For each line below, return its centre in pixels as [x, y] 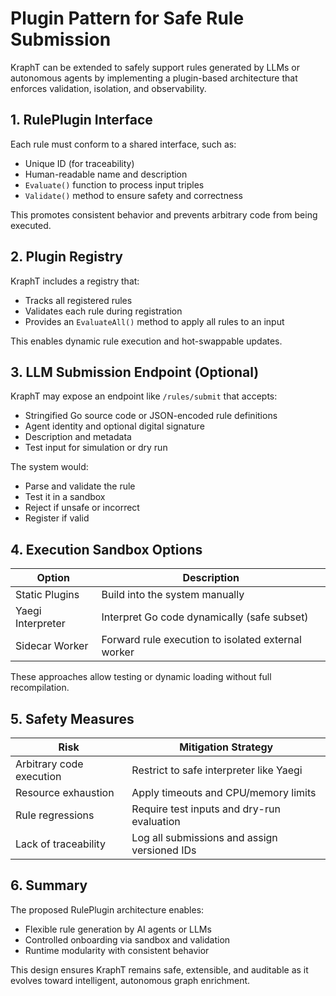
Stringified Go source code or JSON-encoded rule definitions [151, 416]
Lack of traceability [60, 844]
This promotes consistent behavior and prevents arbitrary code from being [164, 214]
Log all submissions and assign [204, 837]
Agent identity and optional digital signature [114, 426]
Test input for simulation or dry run [96, 448]
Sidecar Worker [52, 646]
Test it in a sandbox [65, 497]
